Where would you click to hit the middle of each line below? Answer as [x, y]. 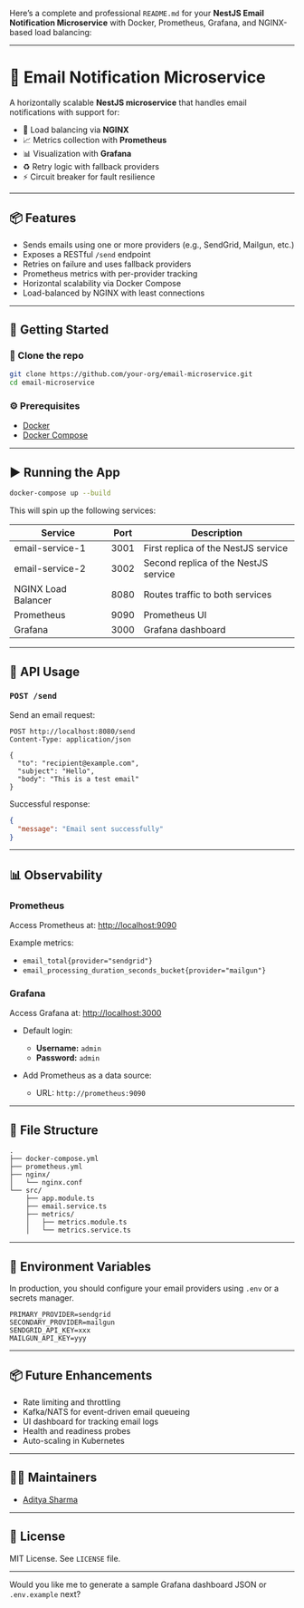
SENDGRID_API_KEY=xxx [50, 1331]
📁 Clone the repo [47, 355]
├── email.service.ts [66, 1206]
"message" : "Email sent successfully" [91, 828]
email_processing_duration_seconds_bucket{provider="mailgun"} [144, 971]
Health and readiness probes [76, 1430]
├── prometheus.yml [46, 1167]
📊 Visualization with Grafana [77, 153]
